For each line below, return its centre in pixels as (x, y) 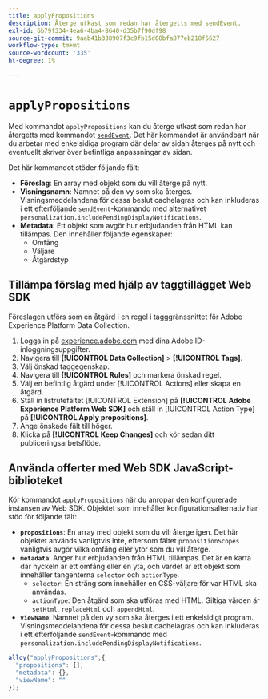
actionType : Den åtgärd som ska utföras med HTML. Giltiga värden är (146, 600)
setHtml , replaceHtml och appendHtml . (93, 609)
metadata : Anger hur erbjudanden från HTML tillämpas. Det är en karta (136, 558)
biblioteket (36, 481)
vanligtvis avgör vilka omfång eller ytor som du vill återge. (115, 549)
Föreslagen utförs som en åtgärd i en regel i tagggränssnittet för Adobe (125, 317)
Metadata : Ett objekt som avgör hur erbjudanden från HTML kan (126, 225)
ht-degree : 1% (32, 61)
